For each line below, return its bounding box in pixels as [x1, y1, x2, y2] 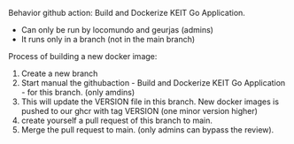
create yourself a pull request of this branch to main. [20, 115, 213, 125]
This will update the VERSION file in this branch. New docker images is [20, 96, 280, 107]
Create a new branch [20, 68, 98, 79]
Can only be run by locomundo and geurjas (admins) [20, 25, 214, 34]
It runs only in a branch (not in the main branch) [20, 34, 196, 44]
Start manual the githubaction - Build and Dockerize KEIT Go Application [20, 78, 286, 87]
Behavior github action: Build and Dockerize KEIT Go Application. [8, 8, 245, 18]
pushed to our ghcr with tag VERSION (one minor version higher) [20, 106, 259, 116]
